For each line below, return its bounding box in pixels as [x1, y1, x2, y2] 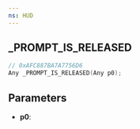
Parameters [8, 91, 67, 104]
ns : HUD [8, 11, 34, 20]
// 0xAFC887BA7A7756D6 [8, 62, 83, 70]
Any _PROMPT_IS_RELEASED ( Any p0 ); [8, 69, 123, 78]
